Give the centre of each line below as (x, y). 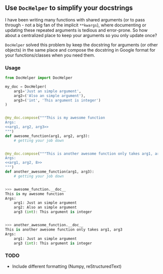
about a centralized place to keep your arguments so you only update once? (81, 35)
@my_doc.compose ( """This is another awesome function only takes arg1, (79, 154)
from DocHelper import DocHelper (39, 78)
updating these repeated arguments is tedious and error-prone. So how (76, 30)
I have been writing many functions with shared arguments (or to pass (75, 20)
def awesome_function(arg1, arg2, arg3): (48, 136)
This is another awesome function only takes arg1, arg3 (64, 229)
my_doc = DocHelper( (26, 87)
